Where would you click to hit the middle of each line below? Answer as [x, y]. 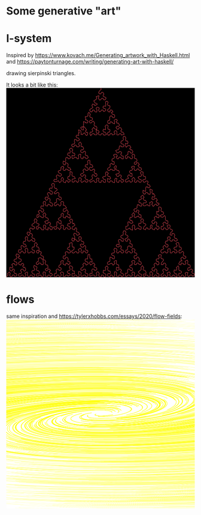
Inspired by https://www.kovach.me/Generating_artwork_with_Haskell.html [98, 55]
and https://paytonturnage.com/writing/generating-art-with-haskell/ [90, 62]
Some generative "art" [64, 11]
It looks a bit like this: [32, 85]
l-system [29, 39]
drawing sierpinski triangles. [41, 73]
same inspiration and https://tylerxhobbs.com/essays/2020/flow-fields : [94, 316]
